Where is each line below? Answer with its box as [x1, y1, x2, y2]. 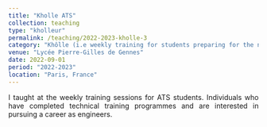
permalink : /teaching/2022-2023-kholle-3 [8, 33, 148, 42]
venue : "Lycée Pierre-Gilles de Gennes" [8, 48, 145, 56]
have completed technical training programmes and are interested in [8, 101, 259, 110]
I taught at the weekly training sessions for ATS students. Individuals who [8, 92, 259, 102]
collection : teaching [8, 19, 80, 27]
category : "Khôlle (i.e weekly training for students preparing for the [8, 41, 254, 49]
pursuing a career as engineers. [8, 109, 113, 119]
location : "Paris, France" [8, 71, 98, 79]
